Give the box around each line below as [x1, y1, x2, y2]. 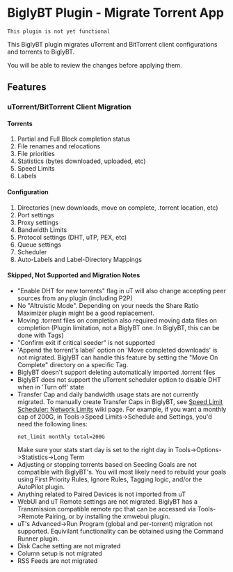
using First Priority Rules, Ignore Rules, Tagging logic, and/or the [17, 475, 202, 484]
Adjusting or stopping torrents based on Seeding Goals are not [17, 460, 197, 468]
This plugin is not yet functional [7, 28, 111, 35]
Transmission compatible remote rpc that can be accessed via [17, 504, 196, 513]
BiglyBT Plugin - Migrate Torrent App [7, 5, 225, 21]
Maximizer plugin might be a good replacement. [17, 309, 155, 317]
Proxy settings [17, 218, 59, 226]
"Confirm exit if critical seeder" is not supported [17, 338, 155, 346]
